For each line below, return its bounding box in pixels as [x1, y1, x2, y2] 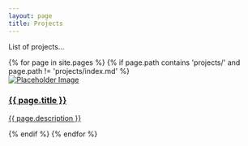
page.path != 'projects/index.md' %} [8, 66, 130, 75]
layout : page [8, 11, 53, 20]
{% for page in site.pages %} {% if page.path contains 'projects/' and [8, 58, 241, 67]
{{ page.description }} [8, 113, 82, 122]
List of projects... [8, 41, 65, 51]
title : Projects [8, 19, 63, 28]
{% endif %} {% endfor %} [8, 129, 98, 139]
